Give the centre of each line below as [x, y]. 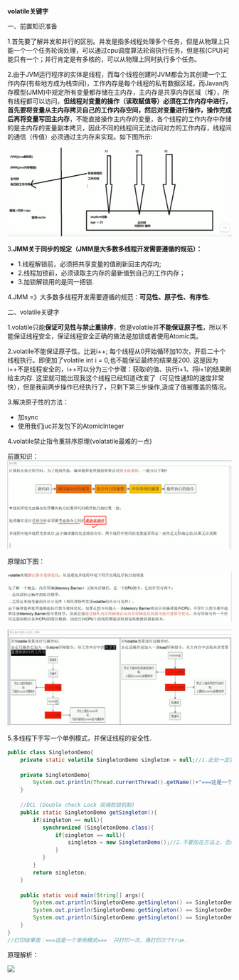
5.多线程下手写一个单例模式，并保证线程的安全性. [79, 738]
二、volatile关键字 [33, 312]
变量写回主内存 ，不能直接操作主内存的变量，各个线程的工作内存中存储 [129, 119]
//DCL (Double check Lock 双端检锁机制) [78, 805]
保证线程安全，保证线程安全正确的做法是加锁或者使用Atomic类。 [108, 336]
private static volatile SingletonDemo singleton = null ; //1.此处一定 [125, 760]
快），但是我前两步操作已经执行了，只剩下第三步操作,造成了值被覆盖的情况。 [119, 387]
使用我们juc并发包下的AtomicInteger [71, 426]
